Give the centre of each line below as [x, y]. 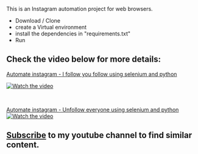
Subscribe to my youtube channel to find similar [99, 135]
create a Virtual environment [51, 27]
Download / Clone [38, 20]
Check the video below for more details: [84, 60]
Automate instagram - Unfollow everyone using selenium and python [93, 109]
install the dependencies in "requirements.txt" [73, 34]
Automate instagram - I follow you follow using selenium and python [92, 74]
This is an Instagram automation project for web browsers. [80, 9]
